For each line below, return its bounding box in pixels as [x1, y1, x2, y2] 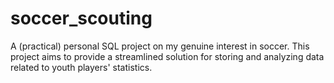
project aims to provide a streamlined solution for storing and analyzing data [10, 50, 325, 62]
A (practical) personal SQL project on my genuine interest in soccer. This [10, 40, 310, 52]
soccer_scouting [10, 7, 153, 30]
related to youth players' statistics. [10, 61, 153, 73]
